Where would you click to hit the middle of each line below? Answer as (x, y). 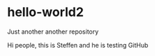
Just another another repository (53, 31)
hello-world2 (45, 12)
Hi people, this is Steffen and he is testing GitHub (78, 45)
